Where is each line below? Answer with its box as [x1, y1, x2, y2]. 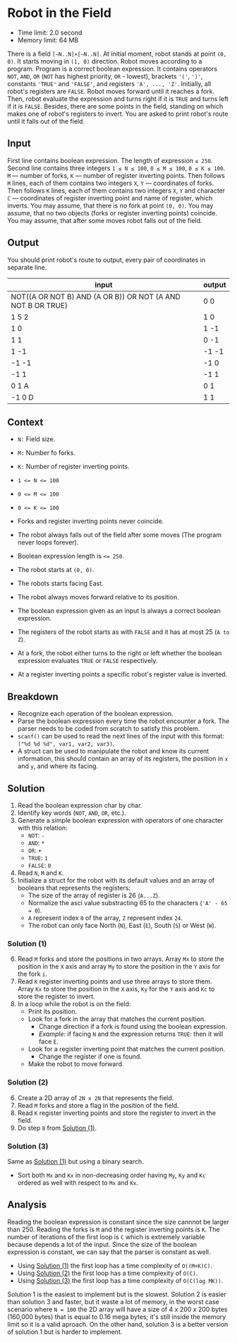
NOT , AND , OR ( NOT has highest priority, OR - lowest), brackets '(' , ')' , [7, 72, 203, 80]
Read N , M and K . [17, 869, 64, 877]
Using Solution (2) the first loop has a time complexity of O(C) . [17, 1269, 198, 1277]
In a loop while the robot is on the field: [17, 1000, 131, 1008]
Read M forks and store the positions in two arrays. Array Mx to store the [17, 955, 224, 963]
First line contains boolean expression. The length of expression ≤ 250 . [7, 156, 213, 165]
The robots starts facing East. [17, 579, 104, 587]
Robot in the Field [7, 5, 111, 21]
